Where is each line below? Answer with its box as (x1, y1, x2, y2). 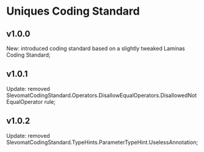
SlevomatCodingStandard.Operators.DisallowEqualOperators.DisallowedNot (6, 92, 197, 99)
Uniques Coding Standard (6, 4, 140, 18)
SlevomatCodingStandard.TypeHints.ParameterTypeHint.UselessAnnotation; (6, 139, 199, 146)
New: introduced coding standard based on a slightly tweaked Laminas (6, 45, 185, 52)
